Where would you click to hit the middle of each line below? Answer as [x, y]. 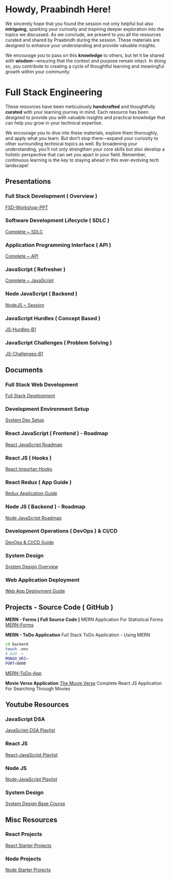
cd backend [17, 644]
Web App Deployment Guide [35, 591]
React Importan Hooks [29, 469]
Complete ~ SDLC [24, 232]
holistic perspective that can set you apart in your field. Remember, [76, 154]
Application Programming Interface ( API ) [58, 245]
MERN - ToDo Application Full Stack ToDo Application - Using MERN [78, 635]
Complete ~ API [22, 256]
